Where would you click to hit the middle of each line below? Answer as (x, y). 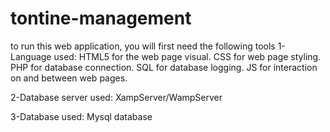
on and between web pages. (69, 78)
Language (31, 56)
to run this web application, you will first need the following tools (143, 46)
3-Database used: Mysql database (81, 116)
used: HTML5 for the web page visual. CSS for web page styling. (187, 56)
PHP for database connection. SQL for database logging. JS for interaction (164, 67)
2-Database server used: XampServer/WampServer (116, 97)
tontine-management (101, 18)
